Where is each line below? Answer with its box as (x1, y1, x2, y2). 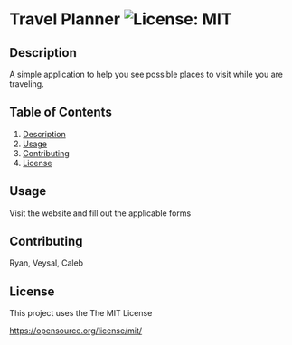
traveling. (9, 79, 44, 89)
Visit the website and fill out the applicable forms (9, 208, 192, 219)
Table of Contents (9, 105, 113, 120)
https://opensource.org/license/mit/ (9, 325, 143, 336)
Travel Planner (9, 9, 121, 30)
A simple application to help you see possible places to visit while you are (9, 69, 283, 79)
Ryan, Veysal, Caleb (9, 257, 84, 268)
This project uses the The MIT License (9, 308, 153, 319)
